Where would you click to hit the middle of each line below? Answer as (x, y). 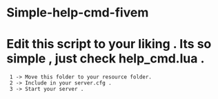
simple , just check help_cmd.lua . (106, 59)
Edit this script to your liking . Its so (109, 44)
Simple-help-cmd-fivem (78, 13)
